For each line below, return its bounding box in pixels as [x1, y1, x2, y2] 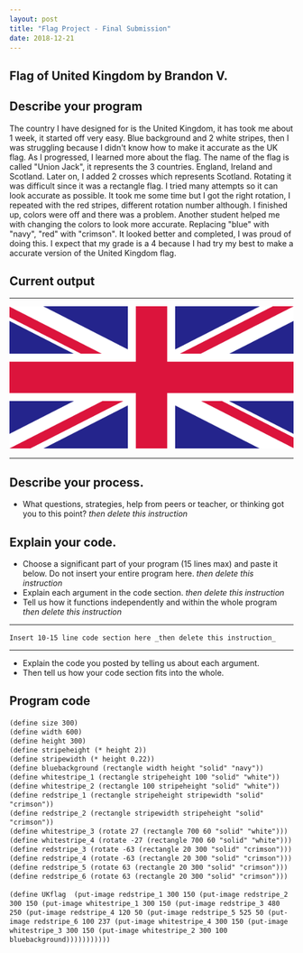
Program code [9, 693, 91, 708]
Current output [9, 273, 96, 289]
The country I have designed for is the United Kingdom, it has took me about [9, 123, 294, 134]
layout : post [9, 14, 59, 23]
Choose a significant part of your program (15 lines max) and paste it [22, 559, 278, 569]
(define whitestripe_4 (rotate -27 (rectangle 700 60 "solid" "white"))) [9, 836, 293, 845]
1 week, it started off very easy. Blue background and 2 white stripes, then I [9, 132, 289, 143]
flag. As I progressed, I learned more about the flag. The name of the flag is [9, 152, 290, 162]
